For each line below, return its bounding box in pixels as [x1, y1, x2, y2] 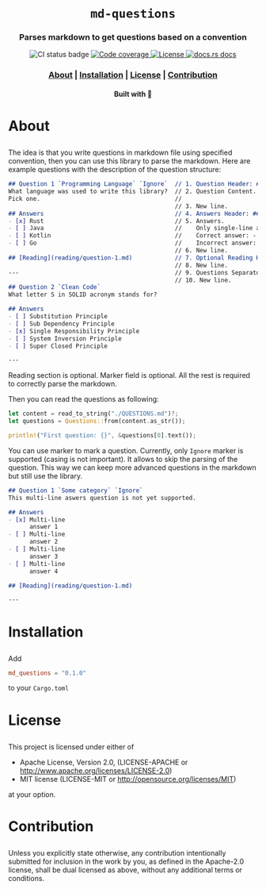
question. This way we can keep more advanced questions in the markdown [8, 463, 256, 472]
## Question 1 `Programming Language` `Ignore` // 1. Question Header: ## [8, 180, 264, 188]
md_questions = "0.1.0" [8, 669, 87, 677]
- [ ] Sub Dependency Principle [8, 320, 115, 328]
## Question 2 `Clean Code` [8, 283, 101, 291]
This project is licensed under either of [8, 741, 135, 752]
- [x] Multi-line [8, 515, 66, 524]
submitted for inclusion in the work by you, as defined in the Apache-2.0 [8, 856, 244, 866]
